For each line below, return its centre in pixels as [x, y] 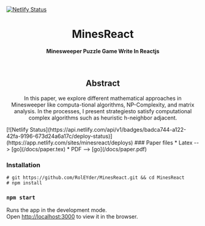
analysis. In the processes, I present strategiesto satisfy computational [103, 111]
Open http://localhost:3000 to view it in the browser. [72, 217]
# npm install [24, 183]
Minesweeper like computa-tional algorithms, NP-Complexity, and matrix [103, 105]
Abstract [103, 84]
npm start [21, 197]
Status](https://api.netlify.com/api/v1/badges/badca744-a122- [108, 129]
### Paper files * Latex [163, 142]
